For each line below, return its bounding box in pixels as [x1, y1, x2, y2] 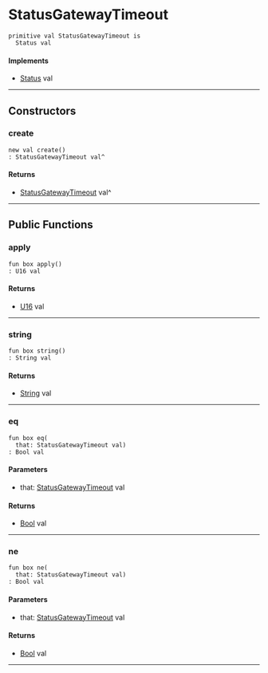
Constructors [8, 104, 77, 117]
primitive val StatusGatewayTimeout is [8, 32, 141, 40]
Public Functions [8, 218, 93, 232]
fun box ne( [8, 564, 48, 572]
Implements [8, 56, 49, 65]
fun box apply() [8, 260, 62, 268]
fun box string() [8, 347, 66, 356]
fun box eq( [8, 434, 48, 442]
